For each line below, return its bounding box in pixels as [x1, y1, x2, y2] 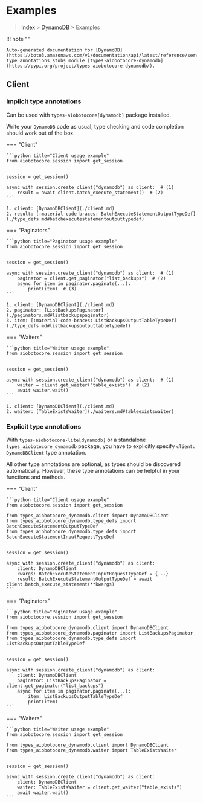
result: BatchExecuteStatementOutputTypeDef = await [17, 576, 153, 582]
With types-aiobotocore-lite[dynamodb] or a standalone [6, 436, 146, 443]
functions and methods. [6, 473, 66, 481]
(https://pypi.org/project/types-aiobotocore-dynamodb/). [6, 63, 155, 69]
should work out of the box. [6, 129, 75, 136]
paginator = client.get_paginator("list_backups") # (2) [17, 275, 166, 281]
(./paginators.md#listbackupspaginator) [6, 312, 110, 318]
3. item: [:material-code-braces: [6, 318, 94, 324]
